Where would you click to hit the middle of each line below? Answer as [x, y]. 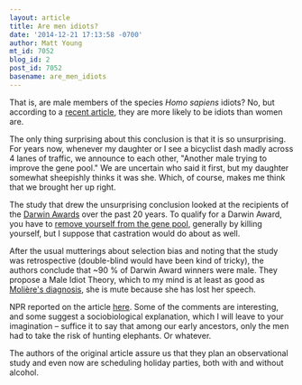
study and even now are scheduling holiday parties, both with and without [146, 362]
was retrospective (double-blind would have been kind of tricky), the [137, 260]
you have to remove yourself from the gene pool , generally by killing [136, 223]
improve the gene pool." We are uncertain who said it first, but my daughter [149, 167]
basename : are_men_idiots [58, 77]
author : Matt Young [46, 43]
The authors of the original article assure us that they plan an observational [149, 352]
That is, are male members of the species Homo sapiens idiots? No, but [142, 102]
